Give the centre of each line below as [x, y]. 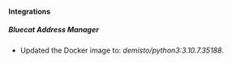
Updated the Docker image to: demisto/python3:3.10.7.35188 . [122, 50]
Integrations [30, 11]
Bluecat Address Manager [54, 30]
